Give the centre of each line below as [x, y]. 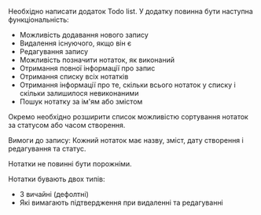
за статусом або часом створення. [67, 125]
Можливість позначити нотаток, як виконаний [97, 60]
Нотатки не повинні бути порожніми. [70, 164]
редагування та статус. [47, 149]
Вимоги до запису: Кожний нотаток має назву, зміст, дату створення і [126, 140]
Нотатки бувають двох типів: [57, 179]
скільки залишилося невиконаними [79, 93]
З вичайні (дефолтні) [54, 194]
